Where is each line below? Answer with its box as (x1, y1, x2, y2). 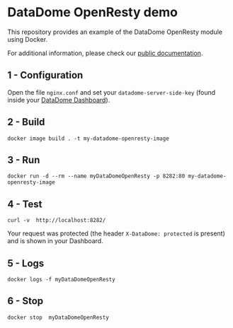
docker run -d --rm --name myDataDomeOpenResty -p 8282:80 (7, 172, 186, 180)
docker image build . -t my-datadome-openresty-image (7, 135, 170, 142)
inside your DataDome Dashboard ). (7, 95, 110, 104)
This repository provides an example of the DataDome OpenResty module (7, 28, 223, 36)
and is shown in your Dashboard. (7, 237, 104, 245)
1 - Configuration (7, 69, 84, 81)
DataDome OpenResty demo (7, 4, 178, 20)
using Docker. (7, 35, 48, 43)
